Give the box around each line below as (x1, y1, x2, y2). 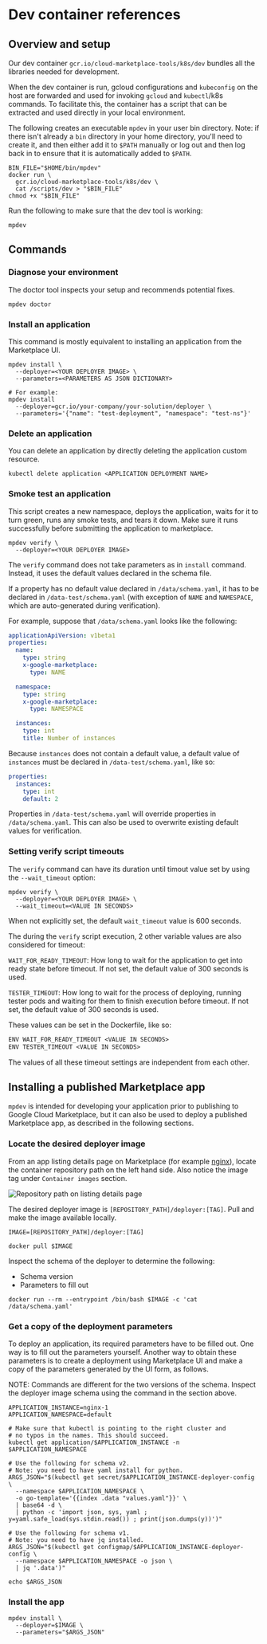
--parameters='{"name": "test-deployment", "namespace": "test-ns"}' (15, 409, 251, 418)
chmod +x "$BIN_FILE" (8, 192, 80, 200)
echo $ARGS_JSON (8, 1578, 62, 1586)
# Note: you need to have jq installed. (8, 1536, 145, 1544)
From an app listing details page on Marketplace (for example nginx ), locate (8, 1156, 257, 1166)
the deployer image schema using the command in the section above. (8, 1388, 238, 1398)
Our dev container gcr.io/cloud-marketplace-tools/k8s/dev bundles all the (8, 58, 255, 68)
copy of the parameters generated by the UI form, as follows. (8, 1364, 209, 1374)
